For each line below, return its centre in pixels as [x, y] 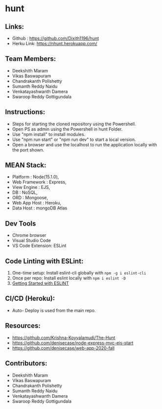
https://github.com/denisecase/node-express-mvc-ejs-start [73, 342]
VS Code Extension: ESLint [39, 246]
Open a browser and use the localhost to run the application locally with [85, 144]
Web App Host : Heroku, [36, 203]
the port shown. [28, 150]
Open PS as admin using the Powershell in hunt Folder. [67, 129]
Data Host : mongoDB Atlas [40, 208]
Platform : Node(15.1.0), [35, 177]
